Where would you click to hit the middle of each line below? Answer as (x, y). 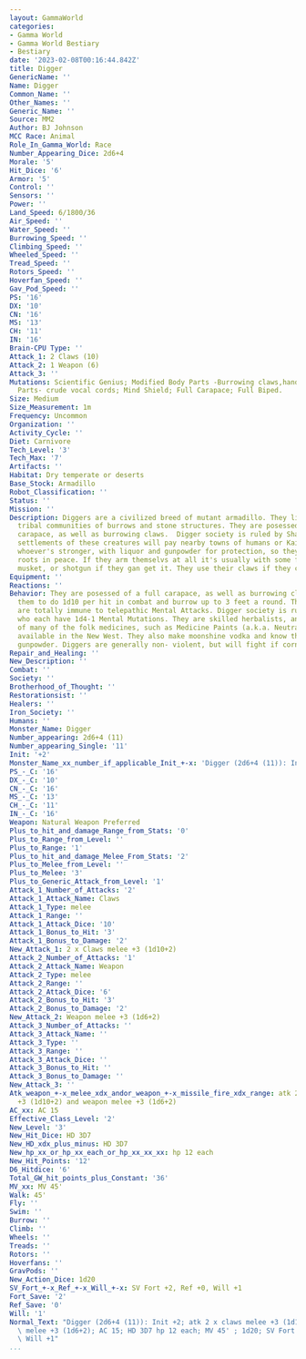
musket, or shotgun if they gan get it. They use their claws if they (154, 568)
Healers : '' (32, 704)
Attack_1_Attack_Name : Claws (65, 898)
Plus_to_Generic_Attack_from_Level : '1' (87, 882)
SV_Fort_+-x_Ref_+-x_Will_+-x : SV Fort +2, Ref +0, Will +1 (126, 1288)
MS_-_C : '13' (34, 797)
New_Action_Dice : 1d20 (52, 1280)
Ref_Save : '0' (36, 1305)
